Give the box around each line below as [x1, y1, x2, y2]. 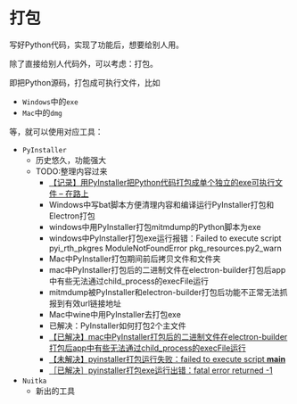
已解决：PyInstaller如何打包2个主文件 [48, 320, 186, 331]
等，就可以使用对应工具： [9, 126, 103, 136]
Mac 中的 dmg [21, 107, 62, 118]
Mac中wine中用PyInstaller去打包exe [48, 309, 181, 319]
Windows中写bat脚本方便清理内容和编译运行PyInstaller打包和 [48, 199, 275, 210]
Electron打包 [48, 210, 95, 221]
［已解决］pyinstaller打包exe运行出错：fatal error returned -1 [48, 365, 274, 375]
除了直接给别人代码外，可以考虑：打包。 [9, 58, 158, 69]
